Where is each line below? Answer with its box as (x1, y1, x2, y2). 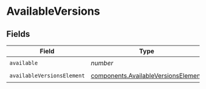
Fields (6, 29, 31, 39)
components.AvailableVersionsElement (91, 71, 203, 80)
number (91, 58, 113, 67)
